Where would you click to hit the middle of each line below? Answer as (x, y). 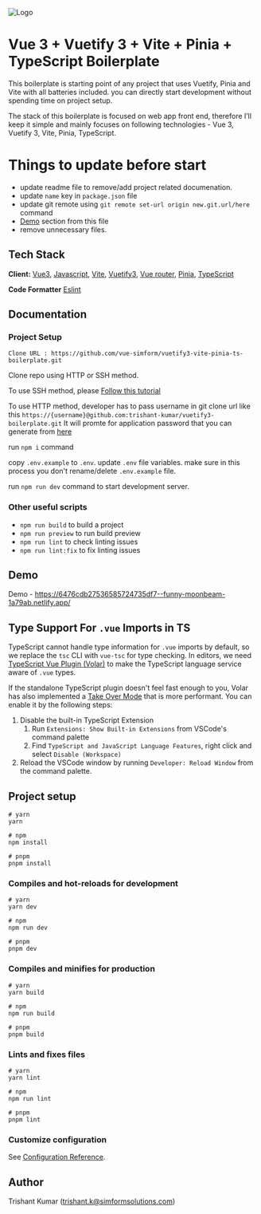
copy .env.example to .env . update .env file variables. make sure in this (124, 463)
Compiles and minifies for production (82, 969)
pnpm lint (25, 1120)
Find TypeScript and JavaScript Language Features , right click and (142, 746)
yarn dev (23, 907)
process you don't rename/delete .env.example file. (92, 471)
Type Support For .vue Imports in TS (99, 627)
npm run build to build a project (72, 524)
